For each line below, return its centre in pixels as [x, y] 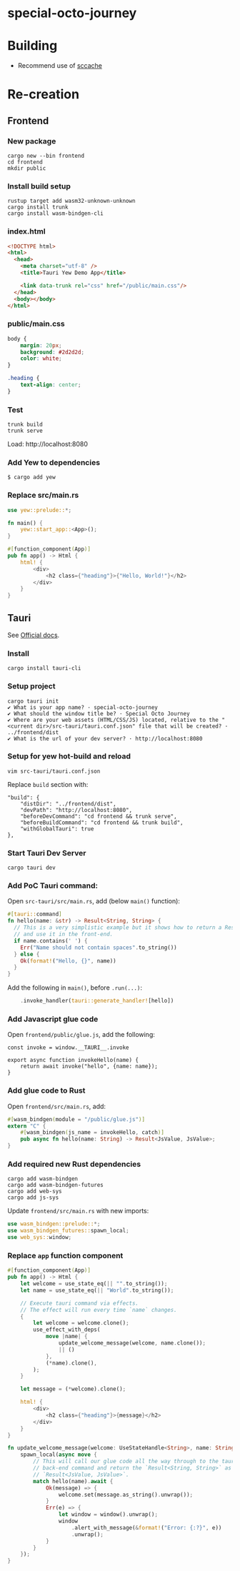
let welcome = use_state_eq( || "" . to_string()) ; [94, 1284]
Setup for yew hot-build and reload [69, 756]
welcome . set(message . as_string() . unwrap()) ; [126, 1495]
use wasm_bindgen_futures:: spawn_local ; [69, 1231]
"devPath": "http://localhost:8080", [76, 810]
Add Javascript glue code [53, 1019]
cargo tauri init [33, 701]
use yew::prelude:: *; [40, 510]
